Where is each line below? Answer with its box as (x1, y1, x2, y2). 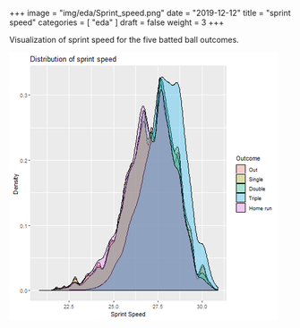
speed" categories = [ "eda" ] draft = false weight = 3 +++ (9, 17, 225, 28)
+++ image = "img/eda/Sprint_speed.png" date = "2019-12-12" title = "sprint (9, 8, 291, 18)
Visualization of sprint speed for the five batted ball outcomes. (9, 35, 239, 45)
